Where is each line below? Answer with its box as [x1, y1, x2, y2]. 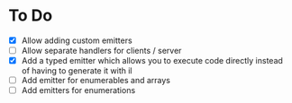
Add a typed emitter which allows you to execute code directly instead [21, 56, 283, 66]
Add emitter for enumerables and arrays [21, 75, 171, 86]
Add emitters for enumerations [21, 85, 136, 96]
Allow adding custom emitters [21, 35, 132, 46]
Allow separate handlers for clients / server [21, 46, 182, 56]
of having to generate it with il [21, 65, 132, 76]
